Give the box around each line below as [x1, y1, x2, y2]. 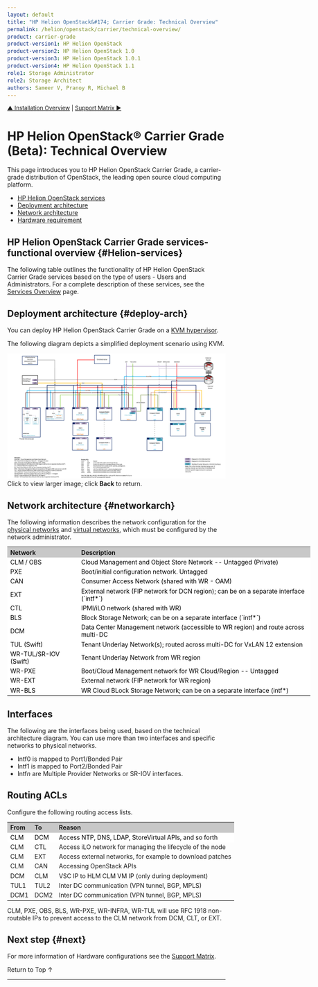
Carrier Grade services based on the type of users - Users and [7, 273, 186, 281]
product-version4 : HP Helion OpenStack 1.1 [7, 62, 135, 69]
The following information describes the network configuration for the [7, 518, 206, 526]
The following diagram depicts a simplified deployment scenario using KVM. [7, 339, 225, 347]
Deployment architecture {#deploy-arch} [7, 307, 188, 319]
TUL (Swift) [10, 640, 44, 649]
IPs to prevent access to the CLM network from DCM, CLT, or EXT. [32, 913, 222, 922]
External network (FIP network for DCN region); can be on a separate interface [80, 587, 305, 595]
